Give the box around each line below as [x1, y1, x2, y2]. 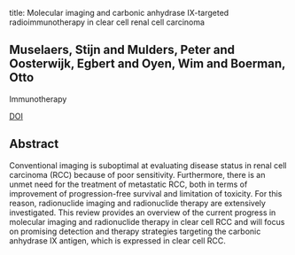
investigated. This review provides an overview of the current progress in [9, 207, 276, 218]
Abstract [9, 136, 59, 151]
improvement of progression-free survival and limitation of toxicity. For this [9, 188, 283, 198]
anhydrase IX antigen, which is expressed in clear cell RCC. [9, 235, 226, 246]
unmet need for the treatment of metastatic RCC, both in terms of [9, 179, 248, 189]
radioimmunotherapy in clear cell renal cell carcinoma [9, 17, 206, 27]
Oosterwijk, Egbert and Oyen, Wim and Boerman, [9, 57, 286, 72]
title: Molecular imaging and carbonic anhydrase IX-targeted [9, 8, 229, 18]
